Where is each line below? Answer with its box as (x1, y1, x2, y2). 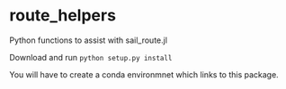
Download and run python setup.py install (9, 52, 173, 62)
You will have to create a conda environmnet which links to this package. (9, 69, 279, 80)
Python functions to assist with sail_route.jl (9, 35, 168, 45)
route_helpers (9, 5, 117, 26)
